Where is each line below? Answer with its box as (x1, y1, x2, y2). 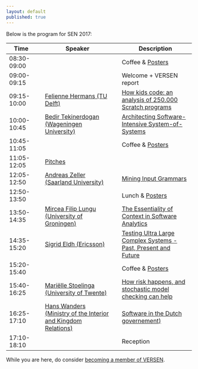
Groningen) (45, 219, 77, 228)
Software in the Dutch (121, 309, 182, 317)
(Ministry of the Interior (45, 309, 109, 317)
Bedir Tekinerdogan (45, 113, 100, 121)
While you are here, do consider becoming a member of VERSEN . (6, 356, 165, 363)
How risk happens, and (121, 278, 186, 286)
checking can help (121, 292, 173, 301)
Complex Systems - (121, 236, 178, 245)
